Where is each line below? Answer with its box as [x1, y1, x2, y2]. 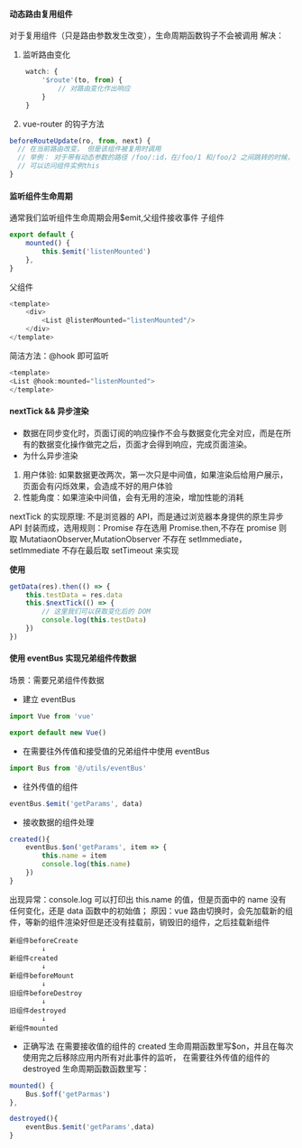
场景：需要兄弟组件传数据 [9, 675, 105, 686]
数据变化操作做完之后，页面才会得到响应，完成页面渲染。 [38, 439, 252, 449]
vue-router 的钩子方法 [22, 118, 105, 129]
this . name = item [41, 851, 106, 861]
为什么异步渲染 [22, 449, 78, 460]
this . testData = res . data [25, 590, 124, 599]
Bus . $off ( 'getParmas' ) [25, 1089, 111, 1098]
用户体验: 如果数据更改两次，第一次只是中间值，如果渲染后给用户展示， [22, 469, 288, 480]
